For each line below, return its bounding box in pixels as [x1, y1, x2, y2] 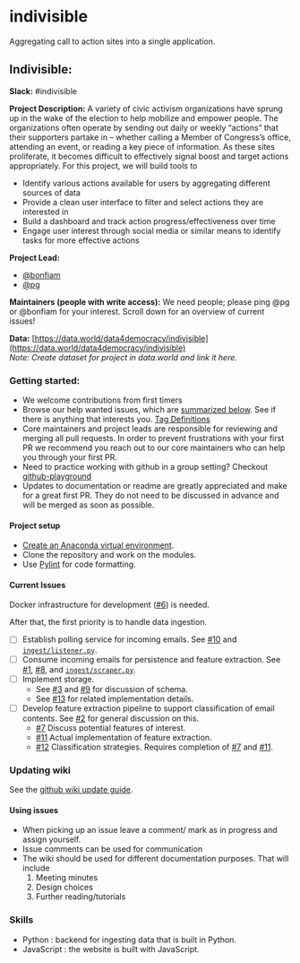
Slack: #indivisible [9, 85, 78, 96]
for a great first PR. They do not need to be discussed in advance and [21, 490, 279, 501]
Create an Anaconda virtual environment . [21, 540, 175, 551]
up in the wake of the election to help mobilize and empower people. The [9, 112, 279, 123]
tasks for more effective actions [21, 235, 141, 246]
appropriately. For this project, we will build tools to [9, 160, 198, 171]
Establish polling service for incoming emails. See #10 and [21, 634, 237, 645]
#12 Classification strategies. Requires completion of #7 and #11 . [35, 742, 273, 752]
